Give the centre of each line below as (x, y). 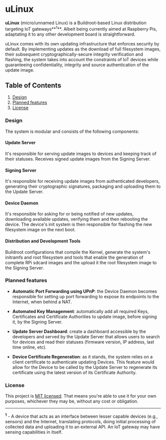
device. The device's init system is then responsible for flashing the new (79, 224)
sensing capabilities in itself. (34, 432)
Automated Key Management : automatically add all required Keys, (81, 311)
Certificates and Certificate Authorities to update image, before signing (84, 317)
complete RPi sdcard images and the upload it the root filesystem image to (81, 262)
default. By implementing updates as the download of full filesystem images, (83, 49)
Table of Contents (33, 85)
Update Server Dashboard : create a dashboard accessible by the (79, 331)
